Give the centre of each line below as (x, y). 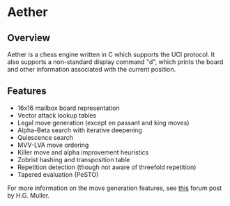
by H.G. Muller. (29, 195)
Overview (29, 38)
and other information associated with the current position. (92, 69)
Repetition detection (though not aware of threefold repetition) (107, 167)
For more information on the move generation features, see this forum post (115, 188)
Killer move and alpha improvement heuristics (83, 152)
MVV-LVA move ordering (53, 145)
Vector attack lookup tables (57, 115)
